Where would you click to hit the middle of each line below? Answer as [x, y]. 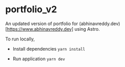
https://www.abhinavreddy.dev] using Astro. [53, 29]
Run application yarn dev [39, 59]
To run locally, [20, 39]
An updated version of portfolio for [42, 24]
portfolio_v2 [31, 9]
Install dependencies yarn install [49, 49]
